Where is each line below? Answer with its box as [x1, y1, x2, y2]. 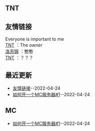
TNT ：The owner [5, 42, 43, 48]
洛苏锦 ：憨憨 [5, 48, 33, 54]
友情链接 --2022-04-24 [12, 85, 61, 91]
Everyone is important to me [5, 36, 64, 42]
